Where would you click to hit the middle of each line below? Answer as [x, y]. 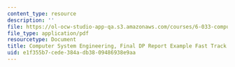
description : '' [31, 20]
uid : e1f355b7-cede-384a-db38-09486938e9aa [72, 53]
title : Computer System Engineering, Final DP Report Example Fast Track [117, 46]
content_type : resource [42, 14]
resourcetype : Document [42, 40]
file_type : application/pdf [48, 33]
